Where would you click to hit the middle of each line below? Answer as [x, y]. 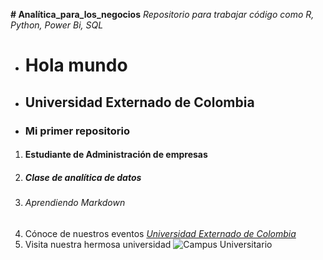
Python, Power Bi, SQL [57, 25]
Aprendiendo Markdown [75, 203]
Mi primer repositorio [77, 131]
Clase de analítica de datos [83, 177]
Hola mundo [76, 65]
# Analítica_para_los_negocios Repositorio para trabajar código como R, [162, 14]
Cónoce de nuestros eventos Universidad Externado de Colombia [160, 233]
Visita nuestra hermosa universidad [98, 244]
